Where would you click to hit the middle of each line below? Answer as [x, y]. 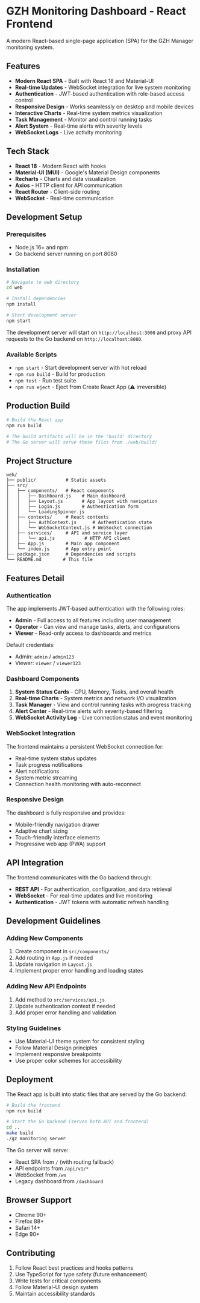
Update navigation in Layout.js [54, 964]
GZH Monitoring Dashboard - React [96, 11]
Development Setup [44, 217]
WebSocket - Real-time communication [64, 198]
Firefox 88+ [29, 1221]
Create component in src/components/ [62, 951]
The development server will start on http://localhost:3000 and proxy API [99, 332]
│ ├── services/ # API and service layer [67, 533]
